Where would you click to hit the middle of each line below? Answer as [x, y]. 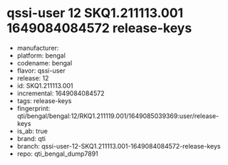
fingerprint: [33, 108]
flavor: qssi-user [41, 70]
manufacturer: [38, 48]
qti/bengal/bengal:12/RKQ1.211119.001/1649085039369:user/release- [118, 116]
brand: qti [31, 138]
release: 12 [33, 78]
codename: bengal [45, 63]
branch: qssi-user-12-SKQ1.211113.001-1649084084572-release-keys [119, 146]
